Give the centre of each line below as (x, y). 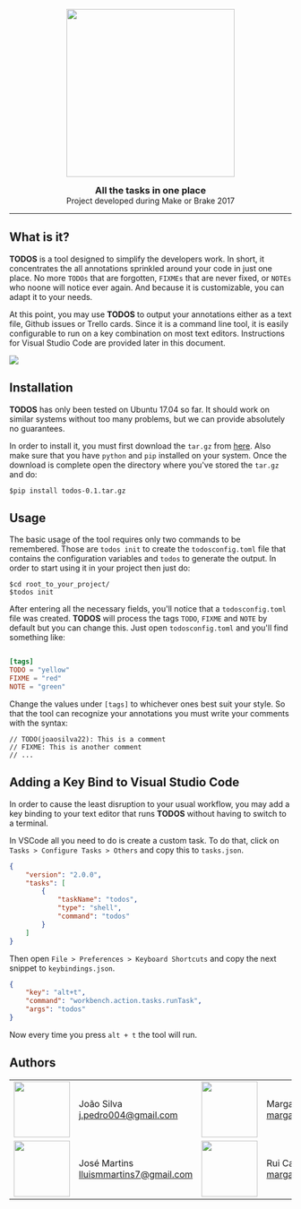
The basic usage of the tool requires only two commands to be (125, 540)
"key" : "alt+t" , (56, 993)
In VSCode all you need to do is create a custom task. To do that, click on (144, 840)
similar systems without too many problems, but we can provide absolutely (147, 419)
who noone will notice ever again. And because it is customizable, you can (147, 287)
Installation (41, 388)
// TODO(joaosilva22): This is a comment (88, 739)
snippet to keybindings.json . (62, 968)
